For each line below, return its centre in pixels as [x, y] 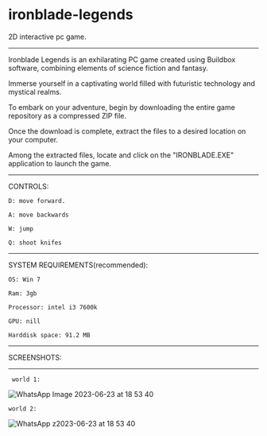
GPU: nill [25, 321]
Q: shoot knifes [35, 243]
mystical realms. [35, 91]
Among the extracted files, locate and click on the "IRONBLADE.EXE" [121, 155]
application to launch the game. [60, 163]
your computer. [33, 139]
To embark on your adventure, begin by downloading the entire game [122, 107]
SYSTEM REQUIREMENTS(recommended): [78, 265]
